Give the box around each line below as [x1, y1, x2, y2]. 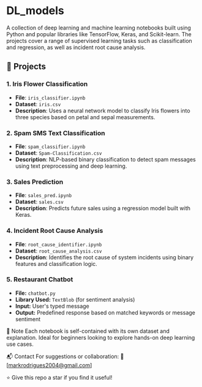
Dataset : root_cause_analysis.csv [15, 247, 102, 254]
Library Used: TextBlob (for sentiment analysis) [15, 295, 135, 303]
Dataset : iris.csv [15, 100, 61, 107]
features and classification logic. [15, 260, 98, 267]
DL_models [6, 4, 64, 18]
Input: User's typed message [15, 302, 90, 310]
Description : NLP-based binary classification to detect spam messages [15, 155, 196, 163]
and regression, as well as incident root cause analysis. [6, 44, 146, 51]
